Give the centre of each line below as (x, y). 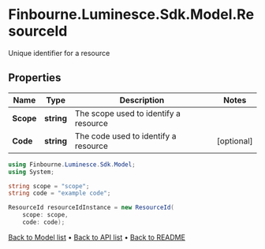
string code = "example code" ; (60, 193)
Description (142, 100)
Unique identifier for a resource (59, 53)
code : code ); (44, 222)
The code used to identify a (125, 136)
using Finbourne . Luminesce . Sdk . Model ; (72, 164)
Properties (35, 78)
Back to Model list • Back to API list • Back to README (97, 237)
